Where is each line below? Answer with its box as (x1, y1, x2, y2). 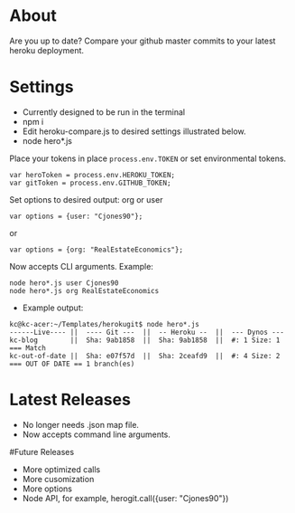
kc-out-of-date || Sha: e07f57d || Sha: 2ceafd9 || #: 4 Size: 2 (9, 351, 281, 360)
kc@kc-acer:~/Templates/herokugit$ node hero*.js (9, 319, 200, 328)
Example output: (22, 302, 84, 313)
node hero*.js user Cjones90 (9, 278, 119, 288)
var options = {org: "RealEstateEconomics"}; (9, 245, 183, 254)
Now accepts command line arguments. (22, 429, 171, 440)
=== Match (9, 343, 47, 353)
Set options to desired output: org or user (9, 194, 163, 204)
